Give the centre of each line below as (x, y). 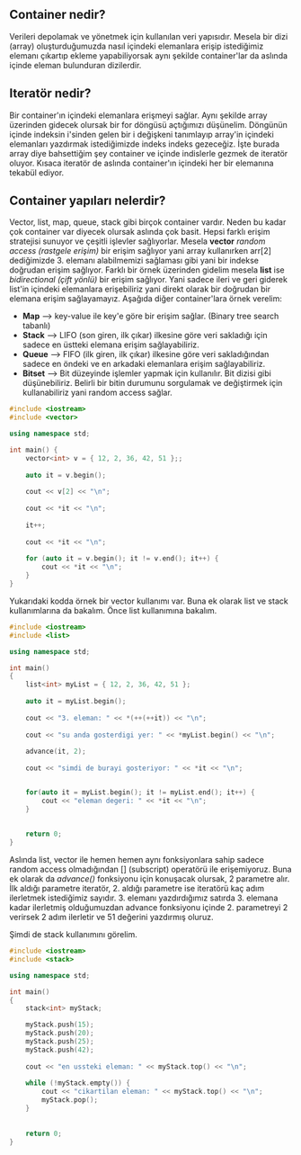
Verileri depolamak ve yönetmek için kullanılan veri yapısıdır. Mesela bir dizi (149, 36)
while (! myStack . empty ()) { (78, 1083)
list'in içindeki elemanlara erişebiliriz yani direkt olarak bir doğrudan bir (140, 289)
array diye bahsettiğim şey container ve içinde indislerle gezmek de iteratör (149, 153)
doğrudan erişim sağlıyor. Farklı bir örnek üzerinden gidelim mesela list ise (147, 270)
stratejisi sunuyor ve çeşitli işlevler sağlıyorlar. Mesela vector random (137, 241)
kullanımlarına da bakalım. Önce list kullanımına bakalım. (113, 610)
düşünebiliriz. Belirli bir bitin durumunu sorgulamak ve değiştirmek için (152, 383)
